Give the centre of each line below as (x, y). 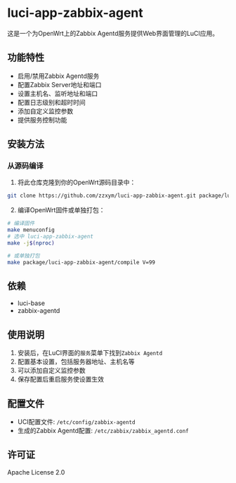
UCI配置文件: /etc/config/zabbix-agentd (76, 422)
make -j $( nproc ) (31, 243)
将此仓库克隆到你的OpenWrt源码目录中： (77, 182)
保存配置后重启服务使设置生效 (60, 379)
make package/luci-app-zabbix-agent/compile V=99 (81, 262)
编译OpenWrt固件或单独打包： (61, 210)
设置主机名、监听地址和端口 (58, 94)
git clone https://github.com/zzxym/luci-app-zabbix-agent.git (102, 196)
